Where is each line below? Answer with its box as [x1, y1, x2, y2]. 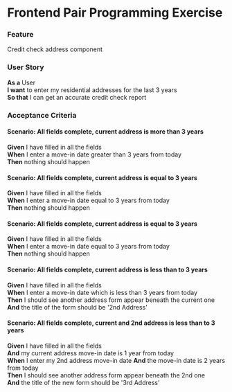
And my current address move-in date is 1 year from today [7, 348, 175, 357]
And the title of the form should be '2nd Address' [7, 303, 148, 311]
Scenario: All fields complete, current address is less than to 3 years [7, 265, 208, 274]
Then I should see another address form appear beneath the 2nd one [7, 371, 206, 379]
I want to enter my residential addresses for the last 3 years [7, 85, 178, 94]
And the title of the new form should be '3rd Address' [7, 378, 161, 386]
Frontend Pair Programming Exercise [7, 5, 223, 21]
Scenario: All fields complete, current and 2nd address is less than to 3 [7, 319, 215, 327]
